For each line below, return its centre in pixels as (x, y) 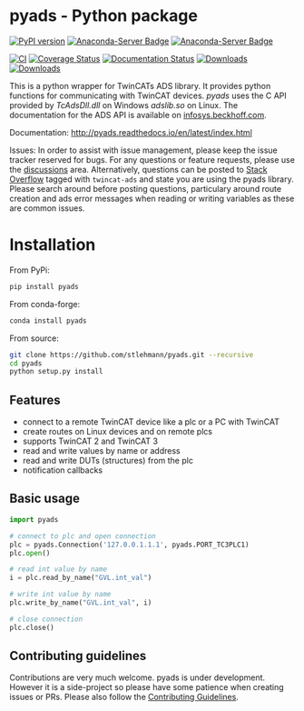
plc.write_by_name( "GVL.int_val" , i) (81, 603)
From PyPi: (29, 270)
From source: (34, 338)
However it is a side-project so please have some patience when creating (147, 687)
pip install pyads (44, 286)
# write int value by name (60, 595)
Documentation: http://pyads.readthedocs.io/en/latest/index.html (131, 132)
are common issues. (47, 208)
